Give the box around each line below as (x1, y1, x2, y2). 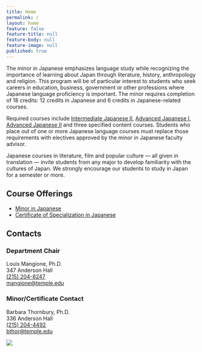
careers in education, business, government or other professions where (6, 84, 185, 91)
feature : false (6, 25, 45, 32)
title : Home (6, 8, 36, 15)
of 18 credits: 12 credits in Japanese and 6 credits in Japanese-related (6, 96, 181, 104)
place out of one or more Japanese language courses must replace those (6, 127, 189, 134)
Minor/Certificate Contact (6, 295, 84, 303)
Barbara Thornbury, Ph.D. (6, 308, 70, 315)
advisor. (6, 140, 26, 148)
